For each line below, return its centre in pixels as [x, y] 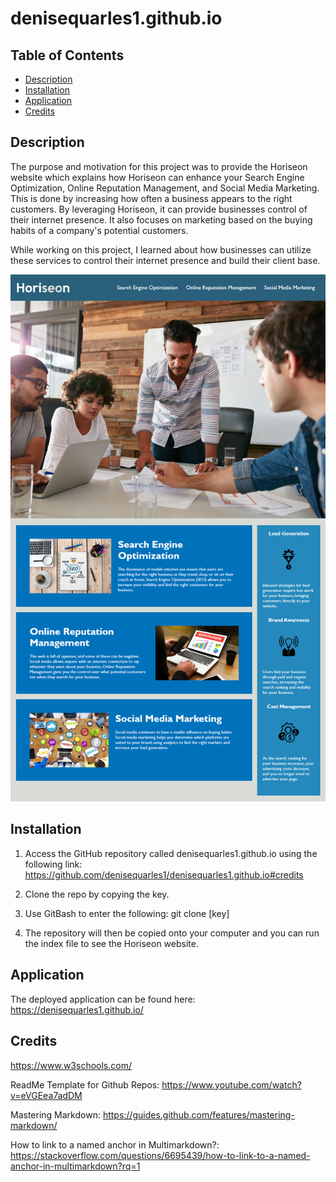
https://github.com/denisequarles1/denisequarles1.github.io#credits [164, 874]
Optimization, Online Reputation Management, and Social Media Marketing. [165, 188]
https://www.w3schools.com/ [71, 1065]
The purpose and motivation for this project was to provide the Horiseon [159, 166]
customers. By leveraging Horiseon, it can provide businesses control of [159, 209]
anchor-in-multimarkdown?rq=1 [75, 1166]
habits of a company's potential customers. [99, 230]
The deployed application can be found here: [103, 999]
